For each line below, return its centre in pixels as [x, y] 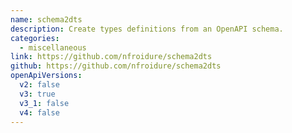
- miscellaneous [53, 47]
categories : [35, 38]
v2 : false [39, 85]
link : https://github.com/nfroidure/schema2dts [111, 57]
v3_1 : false [44, 103]
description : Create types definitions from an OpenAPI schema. [147, 29]
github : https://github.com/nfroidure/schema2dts [116, 66]
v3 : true [37, 94]
